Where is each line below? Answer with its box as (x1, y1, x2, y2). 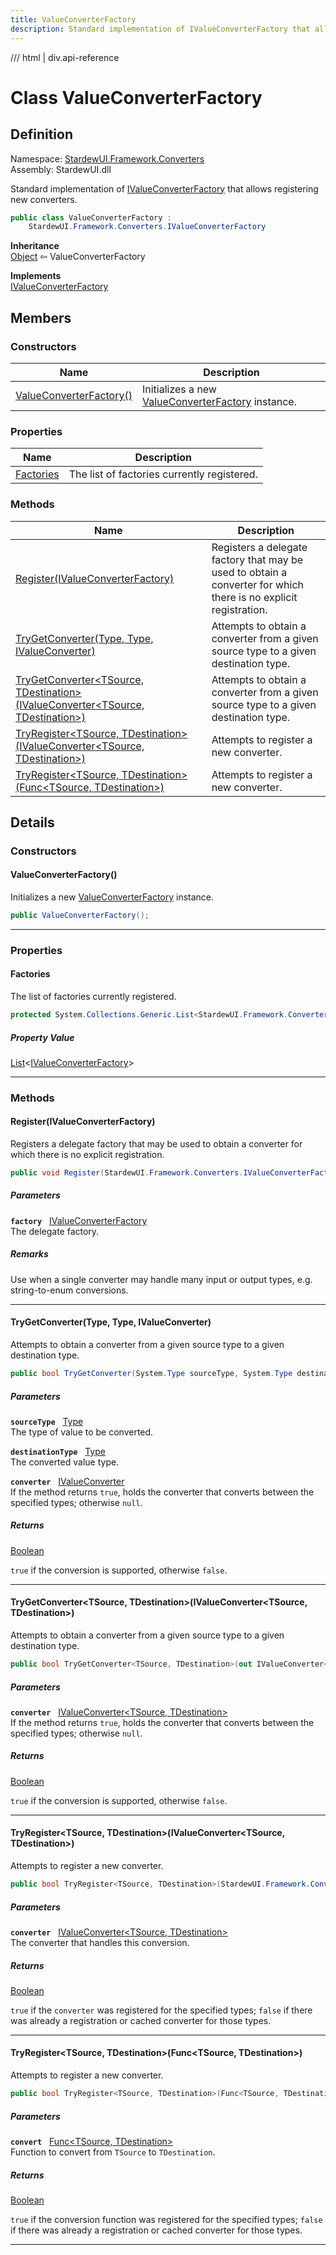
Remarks (10, 1248, 49, 1260)
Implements (10, 270, 62, 282)
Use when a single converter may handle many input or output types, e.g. (10, 1273, 313, 1285)
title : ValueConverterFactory (10, 14, 137, 25)
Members (10, 309, 72, 326)
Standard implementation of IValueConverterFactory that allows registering (10, 182, 319, 195)
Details (10, 814, 55, 831)
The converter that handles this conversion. (10, 1936, 190, 1948)
